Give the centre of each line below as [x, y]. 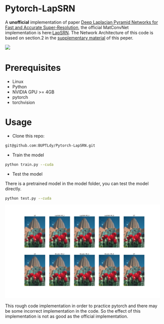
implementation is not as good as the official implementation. [67, 316]
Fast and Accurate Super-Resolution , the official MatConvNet [67, 27]
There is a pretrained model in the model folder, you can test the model [77, 183]
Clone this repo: [28, 136]
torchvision [24, 102]
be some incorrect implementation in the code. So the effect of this [73, 311]
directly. [13, 189]
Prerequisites [33, 68]
